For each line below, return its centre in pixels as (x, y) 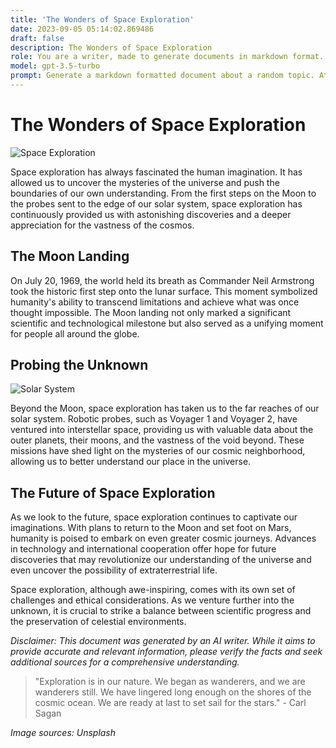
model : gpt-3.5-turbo (55, 66)
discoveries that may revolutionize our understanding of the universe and (161, 560)
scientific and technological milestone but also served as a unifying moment (167, 323)
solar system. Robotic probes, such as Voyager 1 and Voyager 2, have (154, 419)
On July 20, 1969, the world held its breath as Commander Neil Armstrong (162, 280)
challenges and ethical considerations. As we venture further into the (152, 600)
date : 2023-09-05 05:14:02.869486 (82, 29)
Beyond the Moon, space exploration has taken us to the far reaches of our (165, 408)
